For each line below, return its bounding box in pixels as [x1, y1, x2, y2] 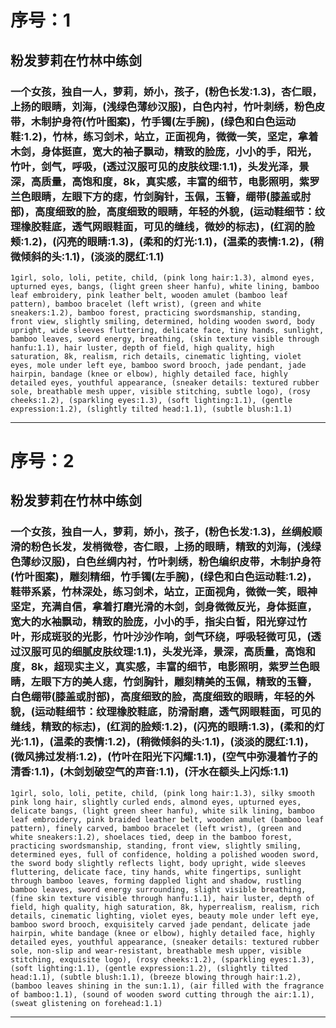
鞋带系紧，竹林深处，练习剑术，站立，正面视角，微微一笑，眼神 [10, 585, 318, 599]
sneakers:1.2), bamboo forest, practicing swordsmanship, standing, [10, 307, 302, 318]
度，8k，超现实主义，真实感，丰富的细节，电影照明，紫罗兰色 [10, 660, 310, 674]
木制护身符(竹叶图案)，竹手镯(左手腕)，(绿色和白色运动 [30, 114, 297, 128]
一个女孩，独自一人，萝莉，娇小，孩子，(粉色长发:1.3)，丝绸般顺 [10, 525, 323, 539]
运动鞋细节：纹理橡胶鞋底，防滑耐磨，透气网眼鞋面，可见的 [34, 705, 322, 719]
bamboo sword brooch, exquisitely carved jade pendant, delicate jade [10, 919, 311, 930]
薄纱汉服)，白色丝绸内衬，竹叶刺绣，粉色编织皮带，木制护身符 [20, 555, 322, 569]
